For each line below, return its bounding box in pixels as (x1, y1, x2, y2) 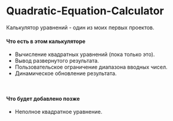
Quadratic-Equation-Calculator (6, 4, 164, 18)
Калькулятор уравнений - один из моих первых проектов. (6, 24, 155, 31)
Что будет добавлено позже (6, 95, 81, 102)
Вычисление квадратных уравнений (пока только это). (14, 51, 155, 58)
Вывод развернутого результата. (14, 57, 100, 64)
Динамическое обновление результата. (14, 70, 117, 77)
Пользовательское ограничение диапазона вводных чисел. (14, 64, 168, 71)
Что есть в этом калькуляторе (6, 38, 86, 45)
